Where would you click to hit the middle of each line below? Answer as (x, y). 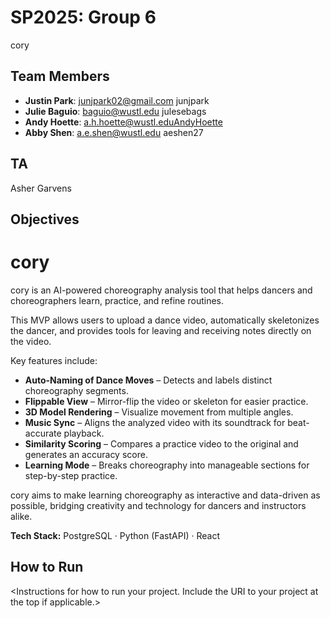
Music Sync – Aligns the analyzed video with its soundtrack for (155, 422)
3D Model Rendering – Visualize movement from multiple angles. (159, 412)
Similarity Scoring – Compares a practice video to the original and (161, 443)
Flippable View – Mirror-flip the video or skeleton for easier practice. (166, 401)
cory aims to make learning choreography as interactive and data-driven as (165, 495)
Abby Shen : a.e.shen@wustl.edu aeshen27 (114, 132)
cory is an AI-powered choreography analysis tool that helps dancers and (161, 290)
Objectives (45, 219)
